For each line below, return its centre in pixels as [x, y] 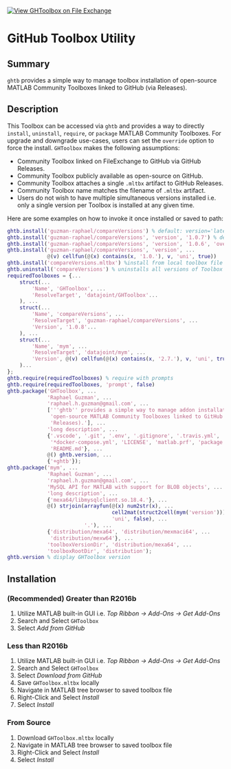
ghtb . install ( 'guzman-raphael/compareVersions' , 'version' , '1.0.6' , [109, 244]
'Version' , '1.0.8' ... [64, 327]
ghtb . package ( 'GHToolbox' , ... [52, 391]
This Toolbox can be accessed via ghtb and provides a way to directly [106, 126]
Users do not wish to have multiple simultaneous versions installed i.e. [117, 198]
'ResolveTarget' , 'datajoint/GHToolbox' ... [95, 295]
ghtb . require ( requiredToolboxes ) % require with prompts [90, 378]
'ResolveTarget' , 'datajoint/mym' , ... [89, 352]
